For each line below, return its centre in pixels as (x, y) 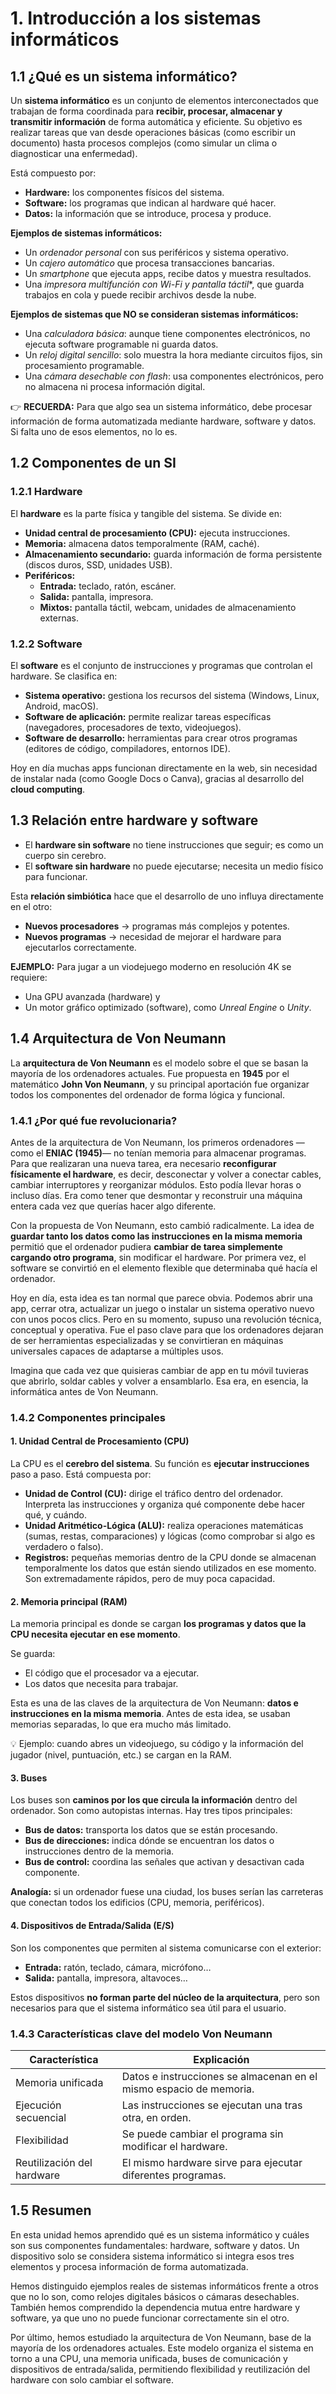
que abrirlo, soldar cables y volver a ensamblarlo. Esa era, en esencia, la (159, 1381)
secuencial (41, 2117)
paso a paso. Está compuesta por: (81, 1474)
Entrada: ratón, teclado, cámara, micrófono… (118, 1967)
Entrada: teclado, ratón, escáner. (108, 586)
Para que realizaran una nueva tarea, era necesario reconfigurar (143, 1163)
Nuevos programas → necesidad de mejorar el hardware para (153, 936)
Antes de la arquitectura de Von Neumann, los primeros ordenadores (152, 1142)
